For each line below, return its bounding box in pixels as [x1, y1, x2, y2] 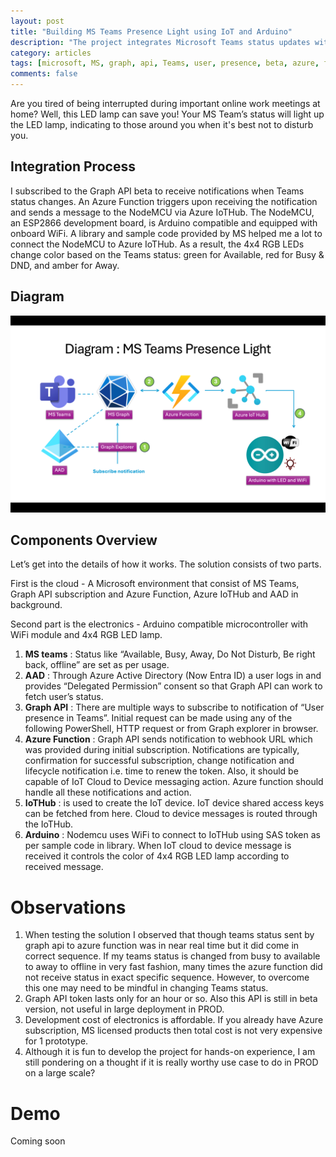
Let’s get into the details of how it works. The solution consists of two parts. [10, 558, 322, 570]
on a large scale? [24, 1067, 96, 1079]
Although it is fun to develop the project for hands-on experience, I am [24, 1046, 316, 1058]
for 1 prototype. [24, 1035, 89, 1047]
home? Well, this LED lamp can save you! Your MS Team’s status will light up [10, 108, 325, 120]
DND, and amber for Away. [10, 259, 120, 271]
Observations [10, 896, 127, 919]
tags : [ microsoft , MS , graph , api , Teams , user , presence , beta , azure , [10, 58, 320, 69]
